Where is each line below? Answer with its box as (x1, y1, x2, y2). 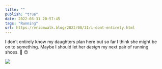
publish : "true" (5, 12, 38, 17)
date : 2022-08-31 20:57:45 (5, 16, 60, 21)
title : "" (5, 7, 26, 12)
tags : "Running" (5, 21, 38, 26)
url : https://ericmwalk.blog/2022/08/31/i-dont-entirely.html (5, 25, 135, 30)
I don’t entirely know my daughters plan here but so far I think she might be (5, 39, 157, 45)
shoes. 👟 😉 (5, 49, 28, 55)
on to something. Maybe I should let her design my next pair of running (5, 44, 149, 50)
